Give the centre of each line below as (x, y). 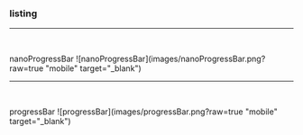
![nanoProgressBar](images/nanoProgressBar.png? (170, 59)
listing (23, 13)
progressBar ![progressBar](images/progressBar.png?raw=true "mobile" (143, 112)
